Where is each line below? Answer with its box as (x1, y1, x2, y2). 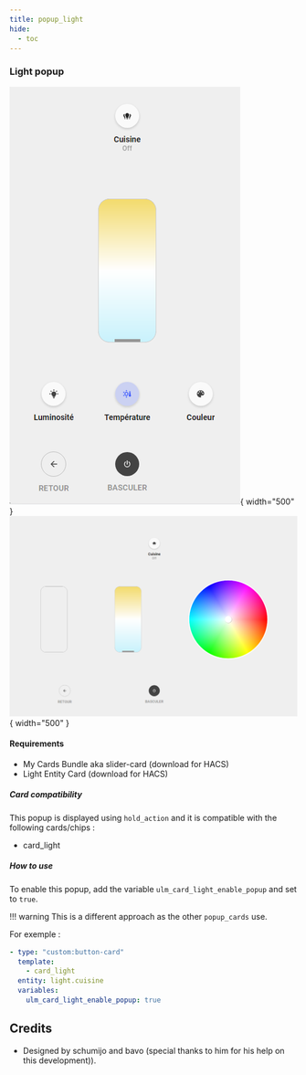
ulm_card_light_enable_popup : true (26, 996, 162, 1005)
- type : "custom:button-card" (9, 947, 125, 956)
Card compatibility (9, 789, 82, 800)
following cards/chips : (9, 822, 96, 833)
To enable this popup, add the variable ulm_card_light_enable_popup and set (9, 883, 297, 894)
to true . (9, 893, 38, 904)
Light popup (9, 65, 65, 78)
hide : (9, 24, 30, 34)
